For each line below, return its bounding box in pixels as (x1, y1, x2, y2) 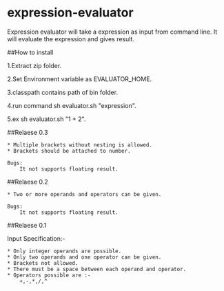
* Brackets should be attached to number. (7, 147, 131, 154)
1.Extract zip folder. (7, 61, 62, 69)
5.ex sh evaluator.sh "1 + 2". (7, 115, 86, 123)
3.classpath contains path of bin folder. (7, 88, 119, 96)
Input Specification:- (7, 234, 65, 242)
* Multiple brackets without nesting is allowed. (7, 141, 153, 149)
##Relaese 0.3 (7, 128, 48, 136)
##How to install (7, 48, 54, 56)
